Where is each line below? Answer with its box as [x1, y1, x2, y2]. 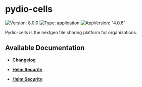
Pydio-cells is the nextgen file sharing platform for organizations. [5, 29, 138, 35]
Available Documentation [5, 43, 85, 52]
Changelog [12, 57, 36, 63]
